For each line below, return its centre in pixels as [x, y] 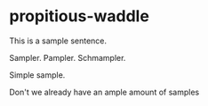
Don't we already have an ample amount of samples [104, 92]
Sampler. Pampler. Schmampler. [68, 57]
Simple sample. [37, 75]
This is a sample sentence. [58, 41]
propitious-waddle [79, 16]
